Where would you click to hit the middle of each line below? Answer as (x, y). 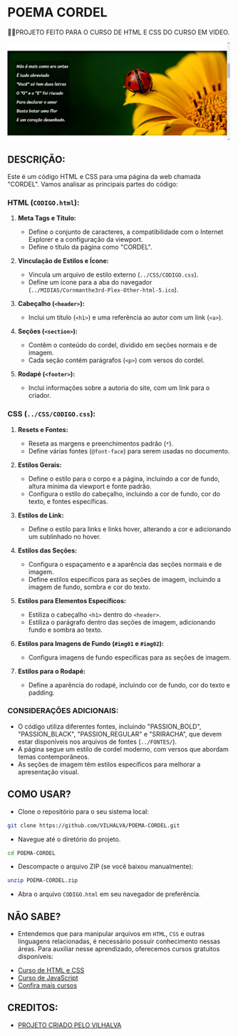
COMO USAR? (39, 795)
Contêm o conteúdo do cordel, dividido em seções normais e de (123, 345)
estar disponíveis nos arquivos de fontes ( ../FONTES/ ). (97, 742)
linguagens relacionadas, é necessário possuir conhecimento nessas (119, 941)
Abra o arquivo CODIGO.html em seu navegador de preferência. (109, 894)
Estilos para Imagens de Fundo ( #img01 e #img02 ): (91, 643)
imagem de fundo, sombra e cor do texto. (89, 587)
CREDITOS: (33, 1008)
